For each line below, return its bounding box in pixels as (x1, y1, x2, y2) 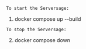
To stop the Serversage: (6, 27, 67, 32)
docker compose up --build (14, 16, 81, 22)
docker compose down (14, 37, 71, 43)
